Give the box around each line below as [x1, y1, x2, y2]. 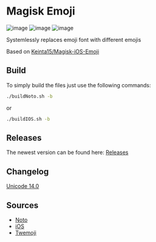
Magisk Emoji [6, 4, 76, 18]
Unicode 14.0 [6, 183, 39, 190]
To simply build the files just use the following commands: [6, 81, 151, 89]
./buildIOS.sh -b [6, 116, 50, 122]
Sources [6, 200, 39, 210]
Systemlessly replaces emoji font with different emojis [6, 36, 141, 43]
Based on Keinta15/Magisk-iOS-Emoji [6, 47, 100, 55]
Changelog [6, 166, 49, 176]
